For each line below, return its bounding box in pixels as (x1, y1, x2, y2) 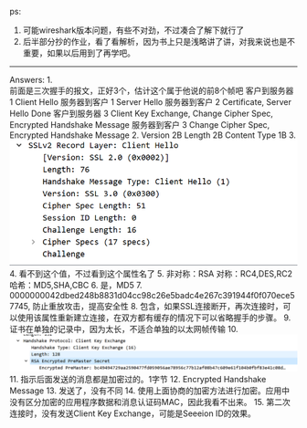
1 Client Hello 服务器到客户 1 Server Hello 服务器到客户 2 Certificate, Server (9, 97, 292, 107)
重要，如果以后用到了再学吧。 (22, 47, 135, 58)
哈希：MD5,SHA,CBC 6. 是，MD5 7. (9, 279, 143, 290)
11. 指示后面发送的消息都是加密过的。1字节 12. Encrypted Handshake (9, 373, 267, 384)
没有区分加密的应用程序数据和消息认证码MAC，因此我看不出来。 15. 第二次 (9, 396, 291, 407)
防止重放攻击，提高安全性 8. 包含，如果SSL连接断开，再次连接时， (32, 300, 283, 311)
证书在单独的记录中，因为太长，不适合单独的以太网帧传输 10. (9, 323, 239, 334)
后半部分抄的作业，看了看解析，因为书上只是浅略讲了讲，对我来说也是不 (22, 37, 295, 47)
